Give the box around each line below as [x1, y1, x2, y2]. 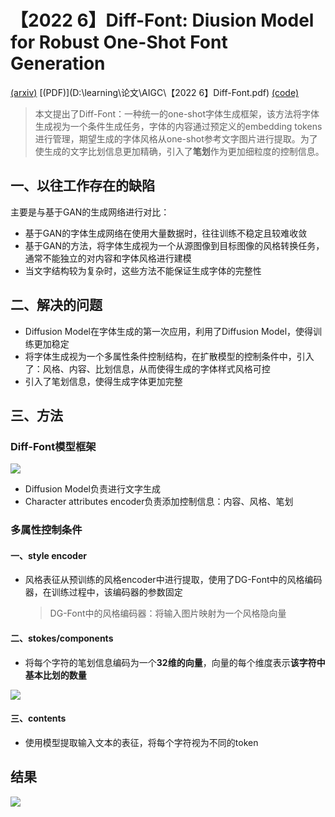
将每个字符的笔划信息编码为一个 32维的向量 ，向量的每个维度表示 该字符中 [24, 656, 326, 668]
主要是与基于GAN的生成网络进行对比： [10, 206, 170, 218]
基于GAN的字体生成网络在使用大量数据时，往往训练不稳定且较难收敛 [24, 227, 308, 239]
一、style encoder [10, 549, 87, 561]
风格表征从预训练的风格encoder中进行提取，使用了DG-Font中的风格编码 [24, 574, 323, 586]
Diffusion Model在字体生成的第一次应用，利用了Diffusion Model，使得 [24, 325, 314, 337]
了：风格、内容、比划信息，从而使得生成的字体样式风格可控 [24, 362, 271, 375]
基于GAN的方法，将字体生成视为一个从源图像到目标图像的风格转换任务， [24, 239, 325, 251]
